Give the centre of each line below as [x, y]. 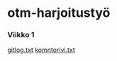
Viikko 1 [21, 35]
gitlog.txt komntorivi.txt [41, 50]
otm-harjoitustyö [59, 13]
